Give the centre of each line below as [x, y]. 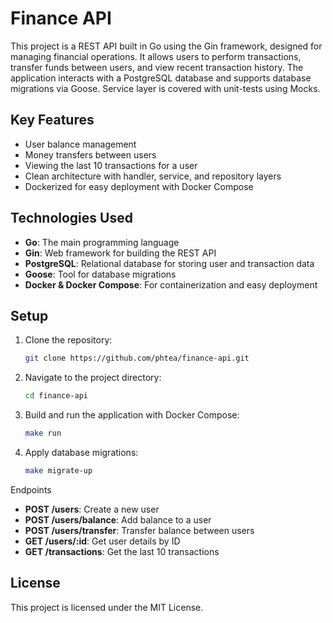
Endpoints [31, 489]
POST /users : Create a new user [92, 509]
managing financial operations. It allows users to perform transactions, [156, 56]
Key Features [52, 120]
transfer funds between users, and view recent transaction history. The [157, 67]
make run [43, 433]
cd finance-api [56, 396]
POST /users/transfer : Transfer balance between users [139, 530]
